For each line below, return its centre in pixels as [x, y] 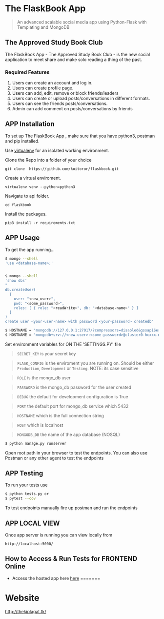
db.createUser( [20, 290]
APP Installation [30, 124]
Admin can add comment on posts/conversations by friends [72, 109]
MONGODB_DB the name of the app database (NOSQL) [69, 434]
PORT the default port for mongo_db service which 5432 [73, 406]
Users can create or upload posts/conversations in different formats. [81, 99]
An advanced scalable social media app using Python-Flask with [82, 22]
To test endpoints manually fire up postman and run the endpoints [71, 508]
